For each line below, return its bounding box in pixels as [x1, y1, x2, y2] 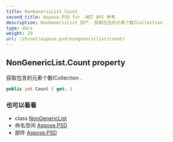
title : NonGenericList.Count [6, 8, 78, 15]
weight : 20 [6, 31, 33, 37]
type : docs [6, 25, 33, 31]
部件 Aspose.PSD [14, 129, 57, 136]
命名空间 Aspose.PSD [14, 121, 68, 128]
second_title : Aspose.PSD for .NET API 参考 [6, 14, 116, 20]
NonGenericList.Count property [6, 58, 126, 68]
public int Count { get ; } [6, 86, 73, 92]
